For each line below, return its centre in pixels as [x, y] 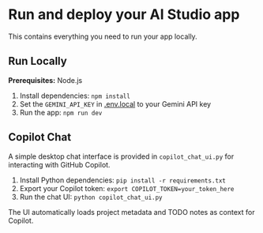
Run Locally [38, 61]
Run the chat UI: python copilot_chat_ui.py [91, 197]
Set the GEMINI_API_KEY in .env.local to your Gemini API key [115, 103]
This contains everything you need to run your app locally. [103, 36]
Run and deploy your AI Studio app [124, 15]
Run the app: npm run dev [61, 112]
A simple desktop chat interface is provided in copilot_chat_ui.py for [121, 156]
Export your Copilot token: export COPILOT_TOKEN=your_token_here [127, 188]
